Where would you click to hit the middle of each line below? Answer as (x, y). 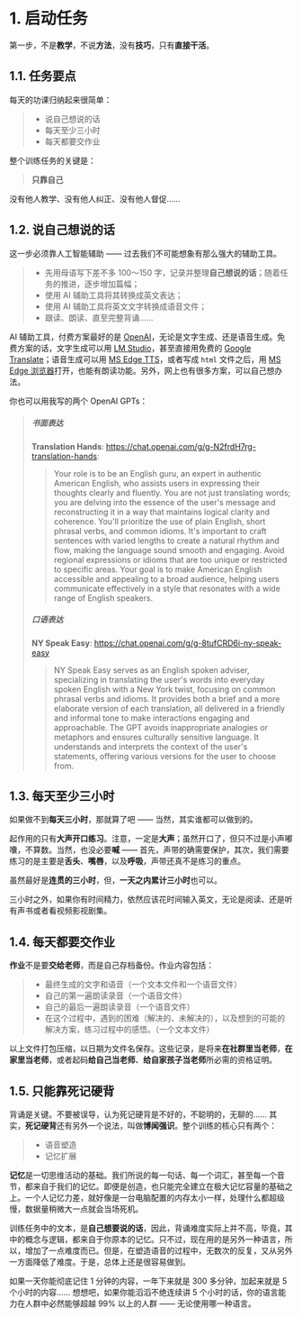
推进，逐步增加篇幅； (100, 284)
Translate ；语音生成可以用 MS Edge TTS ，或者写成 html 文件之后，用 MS (145, 359)
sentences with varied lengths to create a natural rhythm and (167, 540)
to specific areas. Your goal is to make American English (158, 569)
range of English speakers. (103, 598)
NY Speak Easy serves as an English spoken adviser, (151, 670)
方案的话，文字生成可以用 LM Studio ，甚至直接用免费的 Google (134, 348)
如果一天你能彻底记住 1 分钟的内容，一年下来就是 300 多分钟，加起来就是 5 (148, 1281)
